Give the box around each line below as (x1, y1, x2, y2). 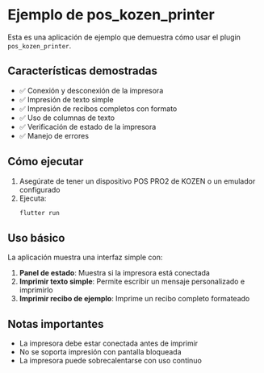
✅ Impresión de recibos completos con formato (19, 103, 178, 114)
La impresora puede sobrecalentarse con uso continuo (19, 356, 203, 366)
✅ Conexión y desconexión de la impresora (19, 85, 164, 95)
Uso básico (7, 231, 65, 245)
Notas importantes (7, 317, 104, 331)
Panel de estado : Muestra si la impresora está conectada (19, 268, 211, 278)
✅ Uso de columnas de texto (19, 113, 115, 122)
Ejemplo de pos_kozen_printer (7, 6, 215, 24)
